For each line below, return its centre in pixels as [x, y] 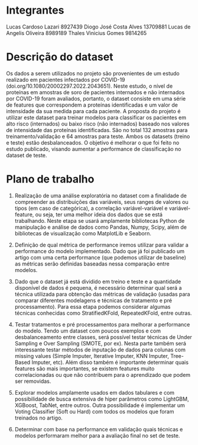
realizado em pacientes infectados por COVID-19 [66, 79]
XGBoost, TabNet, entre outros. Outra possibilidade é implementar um [100, 405]
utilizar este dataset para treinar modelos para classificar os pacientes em [96, 117]
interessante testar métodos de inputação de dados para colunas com [100, 350]
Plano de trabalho [50, 179]
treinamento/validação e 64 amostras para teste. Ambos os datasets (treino [98, 136]
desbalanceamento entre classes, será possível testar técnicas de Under [103, 337]
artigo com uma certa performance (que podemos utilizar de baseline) [100, 257]
